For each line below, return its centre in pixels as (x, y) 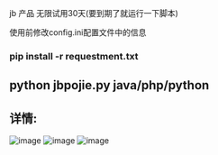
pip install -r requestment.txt (74, 56)
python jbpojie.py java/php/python (109, 85)
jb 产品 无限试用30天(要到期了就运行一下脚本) (94, 13)
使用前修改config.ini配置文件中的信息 (78, 32)
